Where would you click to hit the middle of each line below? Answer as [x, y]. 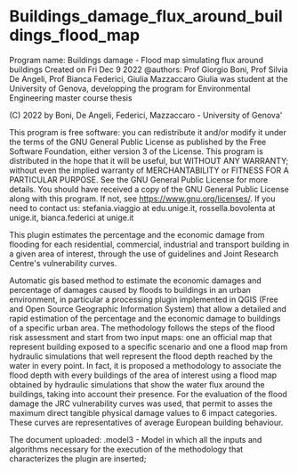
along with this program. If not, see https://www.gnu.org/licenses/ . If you [142, 199]
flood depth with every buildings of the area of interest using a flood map [143, 375]
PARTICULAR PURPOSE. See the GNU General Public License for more [139, 179]
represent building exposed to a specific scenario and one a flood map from [149, 347]
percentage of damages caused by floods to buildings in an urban [130, 290]
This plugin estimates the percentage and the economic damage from [137, 234]
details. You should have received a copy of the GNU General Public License [149, 189]
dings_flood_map [75, 35]
